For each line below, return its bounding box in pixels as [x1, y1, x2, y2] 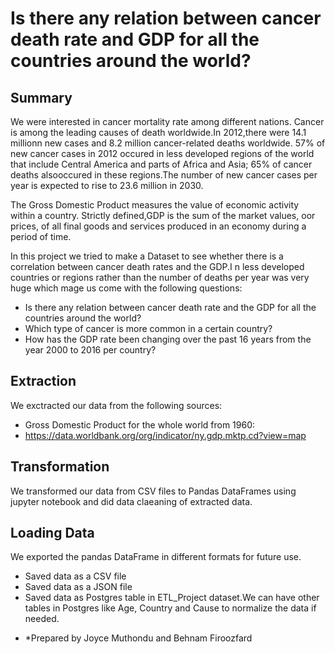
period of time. [10, 231, 72, 242]
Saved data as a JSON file [24, 581, 133, 593]
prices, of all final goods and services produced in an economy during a [10, 220, 307, 232]
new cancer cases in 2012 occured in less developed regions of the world [10, 148, 315, 159]
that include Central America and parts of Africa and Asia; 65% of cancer [10, 158, 313, 170]
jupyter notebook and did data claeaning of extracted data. [10, 495, 253, 507]
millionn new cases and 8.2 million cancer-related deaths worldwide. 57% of [10, 137, 326, 149]
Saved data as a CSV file [24, 570, 127, 582]
